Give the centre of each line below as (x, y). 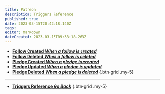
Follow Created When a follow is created (54, 51)
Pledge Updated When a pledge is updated (57, 66)
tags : (11, 28)
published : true (22, 19)
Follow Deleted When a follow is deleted (54, 56)
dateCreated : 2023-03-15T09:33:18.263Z (46, 37)
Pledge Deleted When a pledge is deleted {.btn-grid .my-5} (73, 72)
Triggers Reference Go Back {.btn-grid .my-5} (59, 86)
